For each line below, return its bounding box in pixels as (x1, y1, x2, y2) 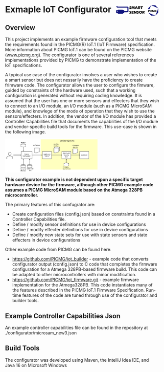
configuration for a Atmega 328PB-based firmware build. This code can (12, 266, 157, 272)
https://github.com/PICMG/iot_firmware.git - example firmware (12, 277, 139, 283)
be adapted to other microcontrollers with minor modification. (12, 272, 137, 278)
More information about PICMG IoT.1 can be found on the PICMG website (5, 47, 152, 52)
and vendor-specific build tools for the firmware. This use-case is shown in (5, 124, 157, 130)
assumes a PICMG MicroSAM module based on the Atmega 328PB (5, 187, 143, 193)
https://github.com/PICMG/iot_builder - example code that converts (12, 256, 149, 262)
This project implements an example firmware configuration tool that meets (5, 36, 157, 42)
